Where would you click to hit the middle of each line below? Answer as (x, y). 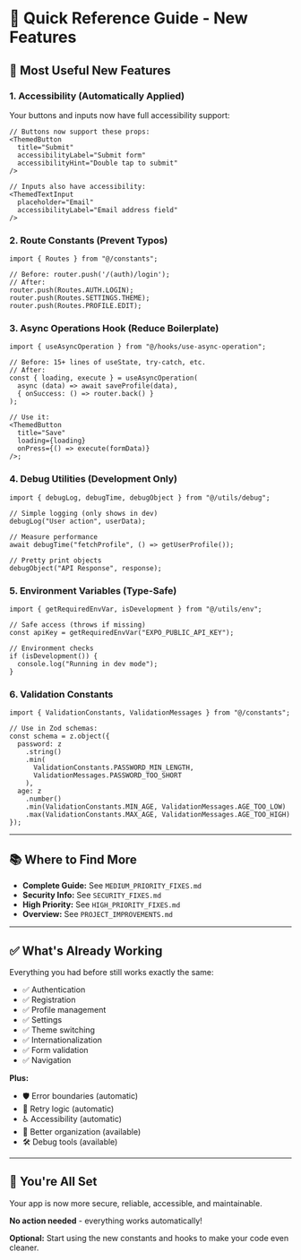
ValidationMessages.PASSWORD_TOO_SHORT (107, 776)
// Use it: (30, 417)
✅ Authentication (54, 990)
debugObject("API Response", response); (86, 568)
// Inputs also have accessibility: (77, 186)
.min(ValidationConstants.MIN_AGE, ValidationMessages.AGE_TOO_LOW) (156, 807)
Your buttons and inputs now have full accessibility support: (120, 115)
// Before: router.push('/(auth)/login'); (90, 275)
